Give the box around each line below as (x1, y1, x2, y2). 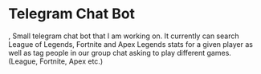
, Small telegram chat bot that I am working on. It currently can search (8, 31, 239, 41)
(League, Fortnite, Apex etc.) (8, 56, 103, 66)
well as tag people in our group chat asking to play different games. (8, 48, 231, 57)
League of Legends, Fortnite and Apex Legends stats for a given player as (8, 39, 253, 49)
